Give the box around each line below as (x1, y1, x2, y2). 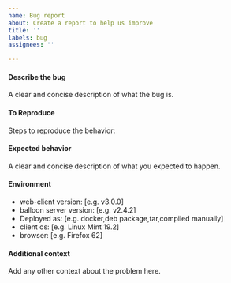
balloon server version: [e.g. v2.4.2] (19, 205, 136, 214)
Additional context (8, 248, 71, 258)
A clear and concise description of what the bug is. (8, 90, 174, 100)
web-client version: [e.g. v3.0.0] (19, 197, 125, 206)
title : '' (8, 26, 41, 34)
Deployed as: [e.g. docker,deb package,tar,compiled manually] (19, 213, 224, 223)
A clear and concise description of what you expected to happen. (8, 161, 221, 171)
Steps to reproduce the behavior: (8, 126, 116, 135)
